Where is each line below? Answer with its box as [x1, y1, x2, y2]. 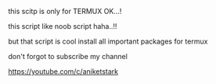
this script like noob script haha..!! [8, 22, 117, 30]
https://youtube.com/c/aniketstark [8, 67, 119, 76]
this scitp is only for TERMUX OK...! [8, 7, 122, 16]
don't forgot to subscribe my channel [8, 52, 128, 61]
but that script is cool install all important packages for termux [8, 37, 208, 46]
